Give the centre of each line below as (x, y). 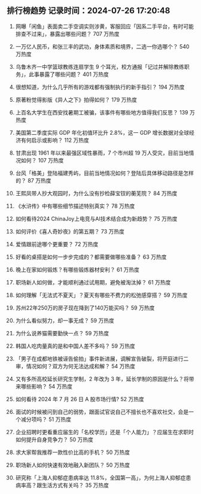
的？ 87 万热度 (33, 180)
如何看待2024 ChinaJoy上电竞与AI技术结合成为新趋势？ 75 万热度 (96, 219)
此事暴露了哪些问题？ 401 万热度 (69, 74)
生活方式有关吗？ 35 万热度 (75, 485)
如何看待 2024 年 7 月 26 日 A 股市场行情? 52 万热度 (80, 399)
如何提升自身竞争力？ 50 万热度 (54, 440)
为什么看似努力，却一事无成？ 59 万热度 (65, 320)
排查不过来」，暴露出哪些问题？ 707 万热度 (67, 34)
